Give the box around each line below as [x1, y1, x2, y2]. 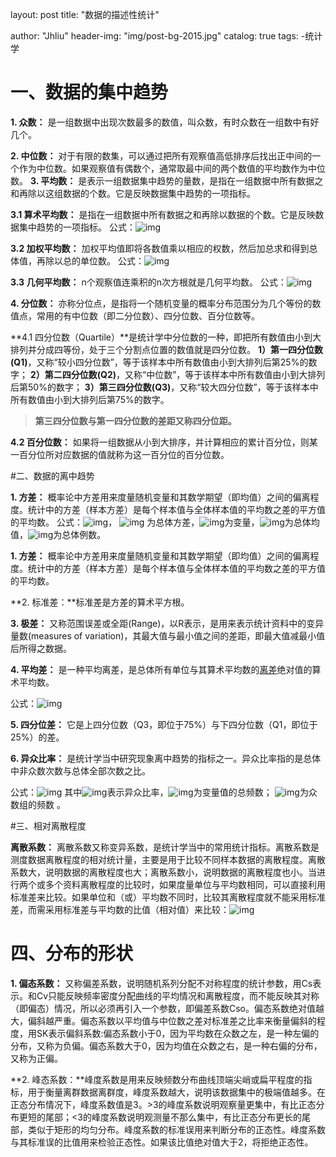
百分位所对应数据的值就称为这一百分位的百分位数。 [18, 448, 230, 460]
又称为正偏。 [10, 1052, 63, 1064]
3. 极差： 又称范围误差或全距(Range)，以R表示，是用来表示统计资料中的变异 [10, 617, 325, 629]
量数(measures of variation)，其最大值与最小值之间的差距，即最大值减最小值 [10, 629, 326, 642]
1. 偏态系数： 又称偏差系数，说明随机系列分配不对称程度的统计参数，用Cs [10, 977, 313, 989]
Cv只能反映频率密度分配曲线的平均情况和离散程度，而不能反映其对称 [36, 989, 320, 1002]
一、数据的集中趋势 [10, 81, 169, 104]
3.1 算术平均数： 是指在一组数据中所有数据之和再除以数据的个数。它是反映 [10, 208, 316, 220]
